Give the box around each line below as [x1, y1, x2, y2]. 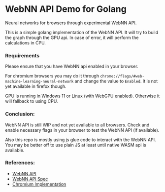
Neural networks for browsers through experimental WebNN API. [5, 20, 137, 26]
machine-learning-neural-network [5, 79, 74, 84]
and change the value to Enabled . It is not [74, 78, 158, 84]
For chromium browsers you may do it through [5, 73, 99, 79]
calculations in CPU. [5, 39, 46, 45]
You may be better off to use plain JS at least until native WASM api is [5, 142, 146, 148]
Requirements [5, 52, 40, 59]
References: [5, 159, 35, 166]
